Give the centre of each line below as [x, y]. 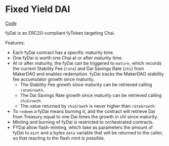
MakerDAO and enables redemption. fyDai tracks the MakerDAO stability [88, 74]
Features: [15, 43]
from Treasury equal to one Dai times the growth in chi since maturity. [85, 116]
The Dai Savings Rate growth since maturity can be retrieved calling [91, 95]
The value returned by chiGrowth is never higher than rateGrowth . [88, 106]
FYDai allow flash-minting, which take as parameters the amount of [83, 127]
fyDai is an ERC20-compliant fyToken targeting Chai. [60, 33]
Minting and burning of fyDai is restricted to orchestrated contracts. [83, 122]
